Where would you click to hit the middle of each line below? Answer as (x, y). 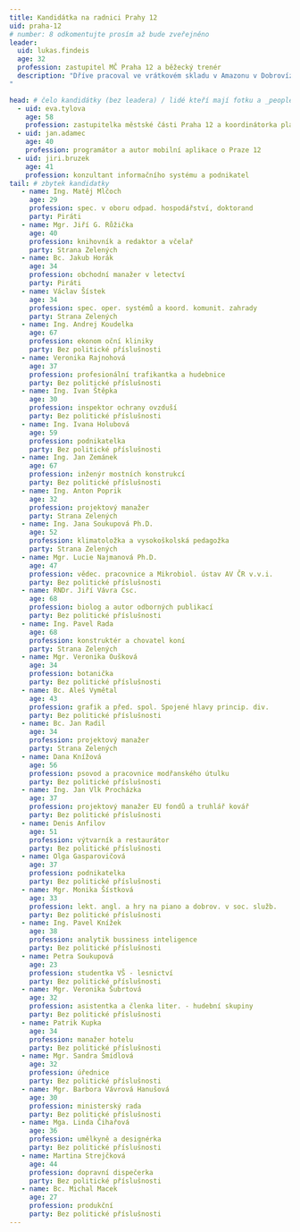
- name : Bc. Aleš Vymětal (69, 690)
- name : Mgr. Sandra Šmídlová (77, 1056)
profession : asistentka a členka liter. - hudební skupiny (141, 1007)
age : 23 (43, 965)
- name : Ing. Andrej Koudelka (77, 325)
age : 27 (43, 1198)
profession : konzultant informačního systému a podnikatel (137, 175)
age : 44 (43, 1164)
